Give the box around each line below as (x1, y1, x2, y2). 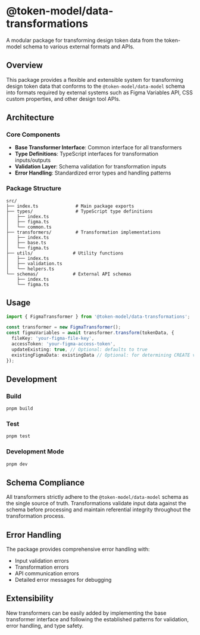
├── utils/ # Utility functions (6, 250, 124, 256)
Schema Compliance (6, 477, 85, 487)
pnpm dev (6, 461, 28, 467)
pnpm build (6, 406, 33, 412)
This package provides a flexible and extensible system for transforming (6, 76, 183, 83)
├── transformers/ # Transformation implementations (6, 229, 161, 235)
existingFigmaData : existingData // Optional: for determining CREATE (11, 352, 190, 358)
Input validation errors (14, 557, 70, 565)
